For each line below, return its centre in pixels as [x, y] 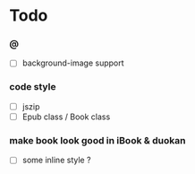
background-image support [73, 63]
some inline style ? [56, 160]
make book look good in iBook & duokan [97, 140]
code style [33, 87]
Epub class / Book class [66, 117]
